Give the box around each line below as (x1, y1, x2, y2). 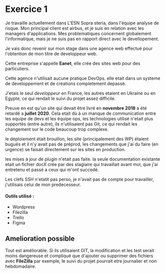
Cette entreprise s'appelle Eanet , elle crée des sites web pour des (5, 60, 141, 66)
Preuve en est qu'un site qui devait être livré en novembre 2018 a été (5, 105, 147, 111)
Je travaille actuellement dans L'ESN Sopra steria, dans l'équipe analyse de (5, 20, 160, 26)
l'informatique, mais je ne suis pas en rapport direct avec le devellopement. (5, 36, 159, 42)
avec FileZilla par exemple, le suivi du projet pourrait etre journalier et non (5, 258, 157, 264)
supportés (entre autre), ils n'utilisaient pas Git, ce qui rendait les (5, 121, 138, 127)
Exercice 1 (5, 3, 48, 15)
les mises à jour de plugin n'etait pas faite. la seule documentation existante (5, 156, 161, 162)
